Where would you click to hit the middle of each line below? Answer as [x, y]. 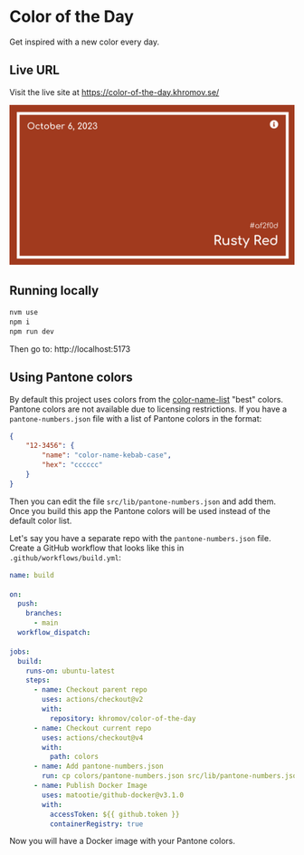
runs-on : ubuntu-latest [71, 671]
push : [28, 604]
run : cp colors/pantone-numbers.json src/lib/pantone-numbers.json [171, 776]
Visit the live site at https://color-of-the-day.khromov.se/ [114, 92]
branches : [44, 614]
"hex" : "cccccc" [72, 465]
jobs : [19, 651]
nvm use [24, 313]
